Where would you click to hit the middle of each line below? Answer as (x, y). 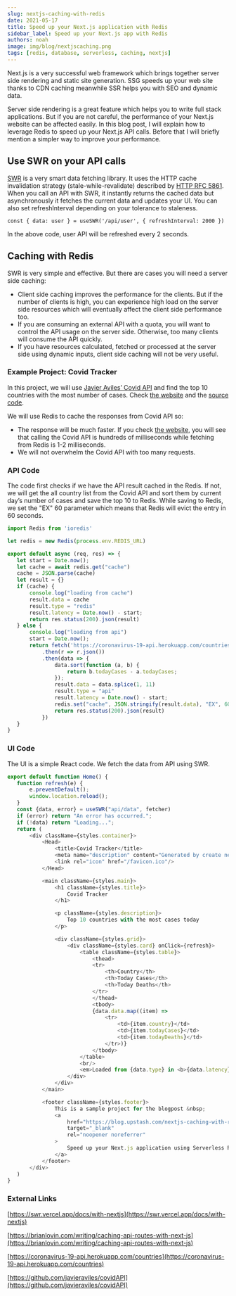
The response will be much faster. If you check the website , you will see (122, 429)
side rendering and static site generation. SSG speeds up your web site (110, 80)
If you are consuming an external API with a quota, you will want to (114, 324)
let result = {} (40, 580)
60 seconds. (25, 516)
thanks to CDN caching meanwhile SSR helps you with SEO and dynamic (112, 88)
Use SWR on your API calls (67, 161)
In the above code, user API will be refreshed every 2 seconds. (98, 234)
